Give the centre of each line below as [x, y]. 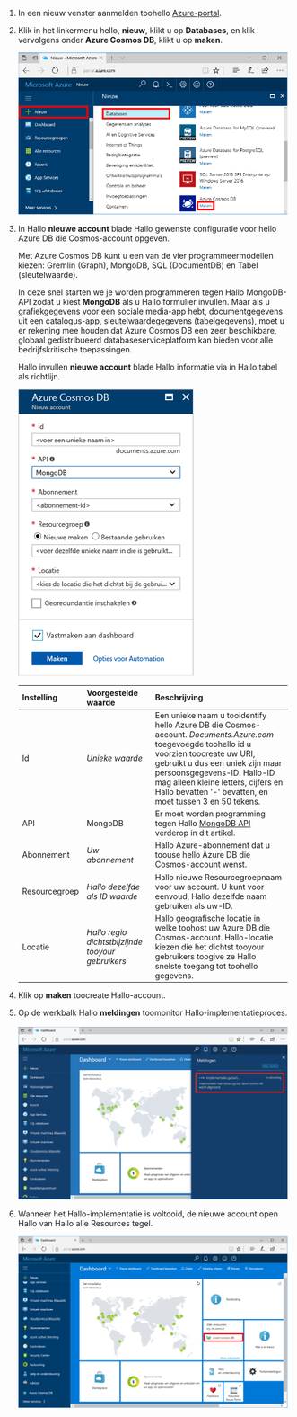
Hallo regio [107, 932]
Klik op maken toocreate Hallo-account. [92, 995]
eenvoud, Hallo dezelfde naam [211, 896]
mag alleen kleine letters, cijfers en [219, 782]
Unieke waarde [115, 758]
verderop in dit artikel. [195, 833]
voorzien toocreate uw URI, [205, 753]
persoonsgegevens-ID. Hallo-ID [215, 772]
